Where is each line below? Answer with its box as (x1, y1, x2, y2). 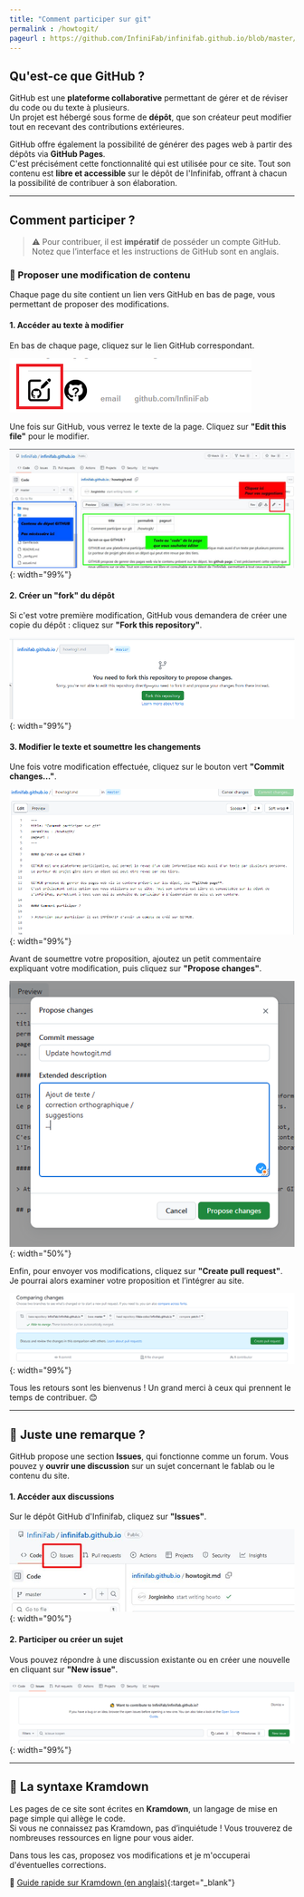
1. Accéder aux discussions (9, 1491, 115, 1502)
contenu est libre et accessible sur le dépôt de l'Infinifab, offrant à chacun (9, 168, 288, 179)
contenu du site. (9, 1470, 70, 1482)
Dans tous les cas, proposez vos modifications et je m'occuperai (9, 1850, 251, 1861)
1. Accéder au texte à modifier (9, 319, 124, 330)
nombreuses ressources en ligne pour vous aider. (9, 1832, 195, 1843)
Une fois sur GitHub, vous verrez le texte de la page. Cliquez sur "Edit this (9, 421, 287, 432)
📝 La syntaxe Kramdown (9, 1779, 149, 1795)
